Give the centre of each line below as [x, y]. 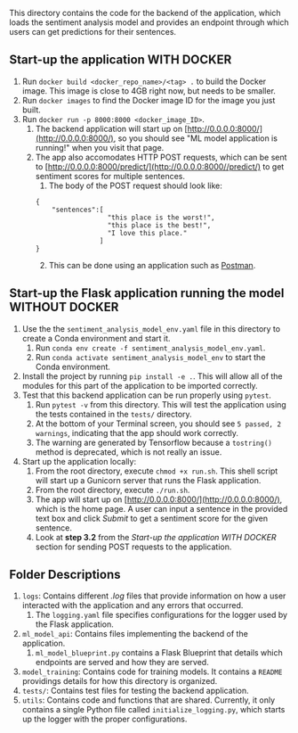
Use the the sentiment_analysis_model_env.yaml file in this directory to [151, 328]
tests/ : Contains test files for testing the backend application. [135, 691]
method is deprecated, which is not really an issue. [129, 452]
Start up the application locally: [79, 461]
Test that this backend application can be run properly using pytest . [146, 395]
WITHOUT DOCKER [64, 307]
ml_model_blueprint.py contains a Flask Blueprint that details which [159, 653]
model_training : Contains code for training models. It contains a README [152, 671]
